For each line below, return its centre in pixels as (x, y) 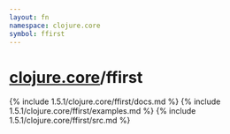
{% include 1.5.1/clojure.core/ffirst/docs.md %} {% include (115, 101)
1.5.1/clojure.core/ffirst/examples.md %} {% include (103, 111)
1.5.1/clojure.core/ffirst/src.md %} (70, 121)
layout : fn (29, 17)
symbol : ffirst (37, 33)
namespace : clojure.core (55, 26)
